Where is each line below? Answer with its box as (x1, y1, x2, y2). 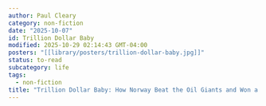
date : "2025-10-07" (8, 26, 73, 34)
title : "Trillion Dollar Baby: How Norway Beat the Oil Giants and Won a (8, 85, 259, 94)
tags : (8, 71, 26, 79)
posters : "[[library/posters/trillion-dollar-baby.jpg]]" (8, 49, 205, 57)
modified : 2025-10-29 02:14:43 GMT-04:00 (8, 41, 148, 49)
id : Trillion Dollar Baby (8, 33, 94, 42)
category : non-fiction (8, 19, 84, 27)
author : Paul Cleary (8, 11, 77, 20)
